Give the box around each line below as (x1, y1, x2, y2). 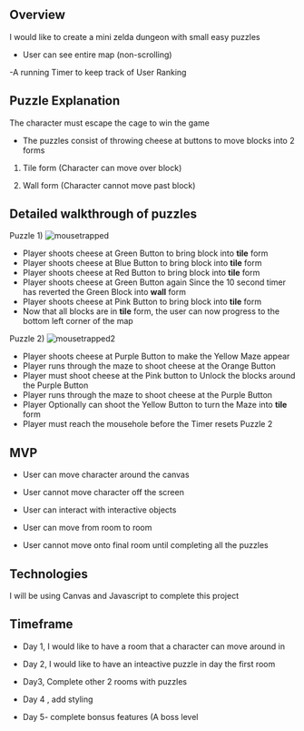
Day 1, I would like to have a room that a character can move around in (22, 641, 286, 652)
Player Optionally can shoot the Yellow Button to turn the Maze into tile (22, 400, 288, 411)
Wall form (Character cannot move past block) (22, 179, 196, 190)
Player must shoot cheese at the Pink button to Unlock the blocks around (22, 371, 296, 381)
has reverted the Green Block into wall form (22, 287, 186, 298)
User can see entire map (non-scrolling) (22, 49, 172, 60)
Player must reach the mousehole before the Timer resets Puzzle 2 (22, 419, 273, 430)
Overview (9, 7, 66, 23)
